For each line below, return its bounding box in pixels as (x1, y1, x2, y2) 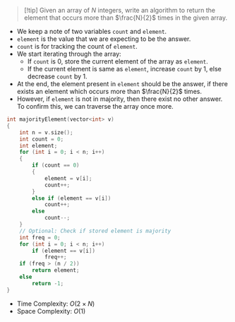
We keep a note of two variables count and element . (16, 28, 167, 35)
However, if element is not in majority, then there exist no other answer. (16, 95, 223, 103)
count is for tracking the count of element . (16, 42, 138, 50)
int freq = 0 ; (19, 234, 61, 241)
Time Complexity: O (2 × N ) (16, 299, 95, 308)
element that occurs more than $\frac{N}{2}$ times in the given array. (23, 13, 227, 22)
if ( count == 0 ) (32, 162, 80, 169)
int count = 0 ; (19, 136, 64, 143)
